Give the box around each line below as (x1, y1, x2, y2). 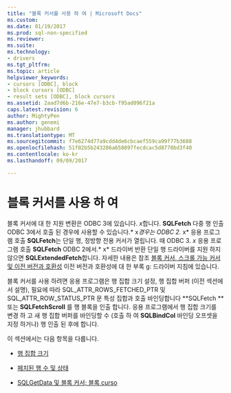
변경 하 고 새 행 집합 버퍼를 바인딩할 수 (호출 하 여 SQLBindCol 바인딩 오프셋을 (7, 311, 218, 319)
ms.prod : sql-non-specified (7, 29, 88, 36)
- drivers (7, 55, 36, 62)
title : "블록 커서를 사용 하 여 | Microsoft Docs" (7, 10, 142, 17)
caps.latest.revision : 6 (7, 106, 78, 113)
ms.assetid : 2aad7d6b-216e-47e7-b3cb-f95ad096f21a (7, 100, 155, 107)
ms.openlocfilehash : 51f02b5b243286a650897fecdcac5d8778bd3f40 (7, 145, 192, 151)
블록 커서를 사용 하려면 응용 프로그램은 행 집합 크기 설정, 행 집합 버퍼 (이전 (7, 277, 205, 285)
